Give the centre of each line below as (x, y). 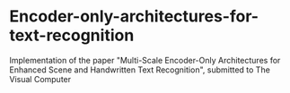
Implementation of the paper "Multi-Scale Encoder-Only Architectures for (145, 60)
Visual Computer (40, 79)
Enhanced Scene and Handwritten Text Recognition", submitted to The (140, 70)
